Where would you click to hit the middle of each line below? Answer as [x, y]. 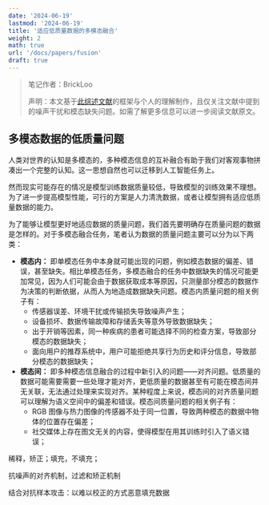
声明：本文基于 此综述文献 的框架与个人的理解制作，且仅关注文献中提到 [144, 101]
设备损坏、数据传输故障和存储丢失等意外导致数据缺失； [123, 321]
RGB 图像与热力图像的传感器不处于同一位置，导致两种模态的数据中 [142, 411]
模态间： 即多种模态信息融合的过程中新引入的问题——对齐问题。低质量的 [140, 371]
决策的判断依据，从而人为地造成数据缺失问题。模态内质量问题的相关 [139, 291]
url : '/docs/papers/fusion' [55, 53]
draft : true [28, 61]
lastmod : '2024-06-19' [46, 23]
